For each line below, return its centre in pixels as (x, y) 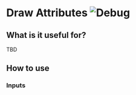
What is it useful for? (46, 35)
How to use (28, 68)
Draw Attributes (47, 13)
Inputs (16, 85)
